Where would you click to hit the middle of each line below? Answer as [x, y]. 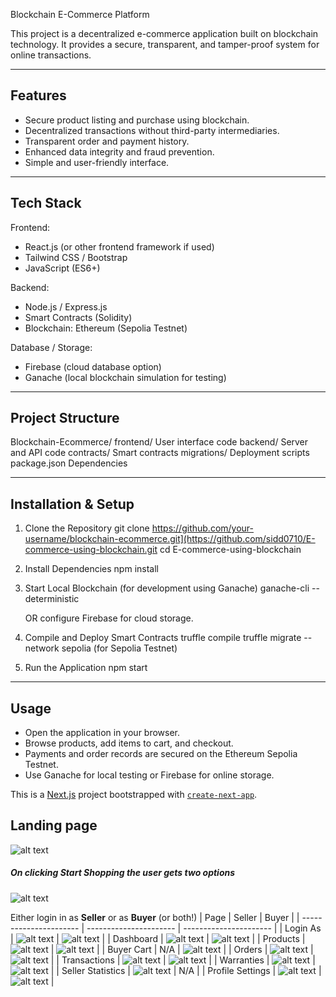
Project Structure [65, 418]
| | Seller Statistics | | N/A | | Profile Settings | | [186, 970]
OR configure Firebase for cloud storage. [109, 618]
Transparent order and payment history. [107, 141]
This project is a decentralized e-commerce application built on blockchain [164, 33]
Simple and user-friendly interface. [97, 162]
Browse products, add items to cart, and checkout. [129, 743]
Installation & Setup [72, 504]
